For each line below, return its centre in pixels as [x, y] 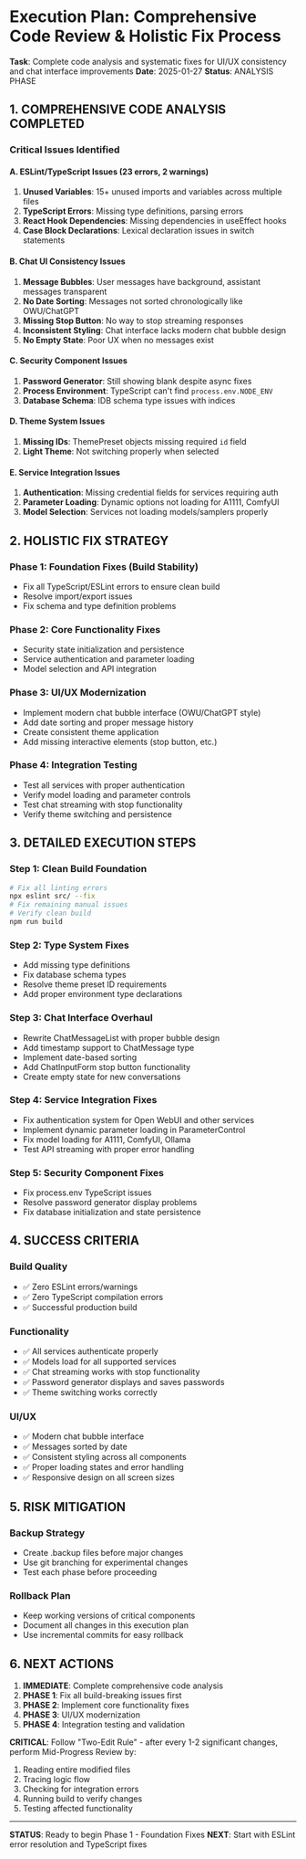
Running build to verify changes [82, 1799]
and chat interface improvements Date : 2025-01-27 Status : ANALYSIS [142, 71]
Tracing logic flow [56, 1780]
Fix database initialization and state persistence [112, 1213]
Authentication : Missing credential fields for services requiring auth [151, 493]
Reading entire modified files [76, 1770]
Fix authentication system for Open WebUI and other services [138, 1119]
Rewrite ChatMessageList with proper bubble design [121, 1037]
